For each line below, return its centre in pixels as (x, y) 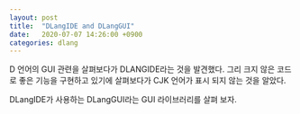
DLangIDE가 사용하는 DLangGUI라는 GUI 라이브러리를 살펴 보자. (123, 100)
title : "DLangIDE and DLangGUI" (72, 26)
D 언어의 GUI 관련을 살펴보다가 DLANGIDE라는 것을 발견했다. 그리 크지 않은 (142, 69)
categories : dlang (44, 43)
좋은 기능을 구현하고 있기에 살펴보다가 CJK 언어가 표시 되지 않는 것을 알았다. (152, 81)
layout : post (34, 18)
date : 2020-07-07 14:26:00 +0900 (76, 34)
